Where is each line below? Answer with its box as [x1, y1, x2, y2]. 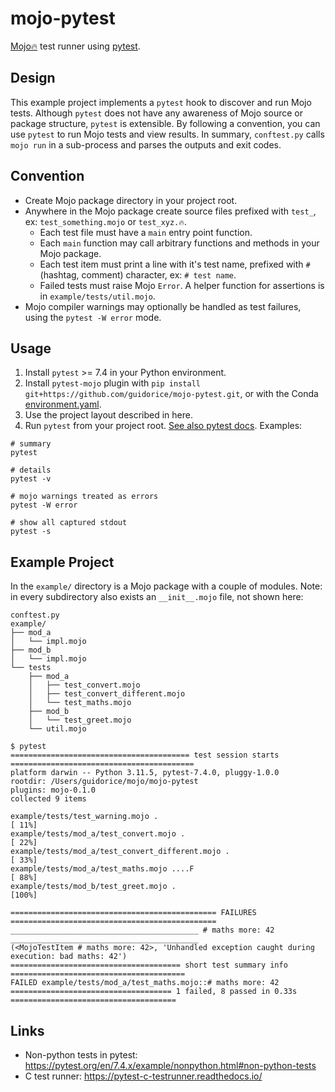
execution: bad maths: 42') [10, 952, 128, 962]
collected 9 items [10, 794, 87, 804]
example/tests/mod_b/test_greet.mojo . [10, 882, 177, 892]
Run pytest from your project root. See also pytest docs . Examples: [24, 420, 303, 432]
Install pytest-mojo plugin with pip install [24, 377, 201, 389]
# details [10, 465, 52, 476]
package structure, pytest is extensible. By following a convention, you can [10, 117, 321, 129]
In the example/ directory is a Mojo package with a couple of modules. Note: [10, 580, 323, 592]
